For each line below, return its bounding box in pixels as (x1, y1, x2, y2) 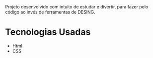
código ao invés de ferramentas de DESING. (5, 9, 95, 15)
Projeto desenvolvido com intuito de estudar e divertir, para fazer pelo (5, 4, 149, 9)
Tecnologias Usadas (5, 26, 91, 38)
